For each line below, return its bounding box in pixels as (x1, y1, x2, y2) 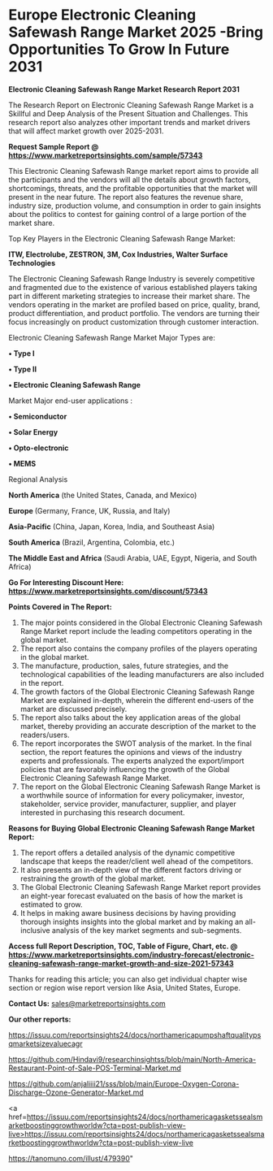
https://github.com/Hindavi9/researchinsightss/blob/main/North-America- (8, 1054, 257, 1064)
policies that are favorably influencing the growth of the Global (19, 764, 230, 774)
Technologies (8, 258, 56, 267)
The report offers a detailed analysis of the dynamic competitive (19, 848, 236, 857)
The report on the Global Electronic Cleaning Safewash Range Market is (19, 782, 261, 792)
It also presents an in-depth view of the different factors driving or (19, 865, 242, 874)
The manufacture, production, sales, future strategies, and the (19, 661, 229, 670)
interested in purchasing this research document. (19, 807, 185, 818)
